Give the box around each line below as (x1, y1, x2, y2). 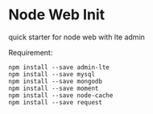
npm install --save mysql (8, 70, 95, 78)
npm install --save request (8, 98, 103, 106)
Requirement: (8, 47, 53, 57)
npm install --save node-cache (8, 91, 114, 100)
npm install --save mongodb (8, 77, 103, 85)
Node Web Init (8, 6, 105, 24)
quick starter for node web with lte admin (8, 32, 145, 42)
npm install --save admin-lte (8, 63, 110, 71)
